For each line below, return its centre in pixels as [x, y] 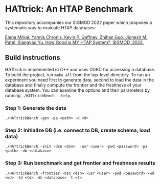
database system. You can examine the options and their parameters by [78, 90]
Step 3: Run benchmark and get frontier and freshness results [80, 163]
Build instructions [33, 58]
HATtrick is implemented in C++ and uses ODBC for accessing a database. [80, 69]
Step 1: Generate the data [36, 108]
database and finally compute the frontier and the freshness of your [73, 85]
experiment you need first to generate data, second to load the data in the [80, 80]
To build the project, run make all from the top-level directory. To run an [78, 75]
